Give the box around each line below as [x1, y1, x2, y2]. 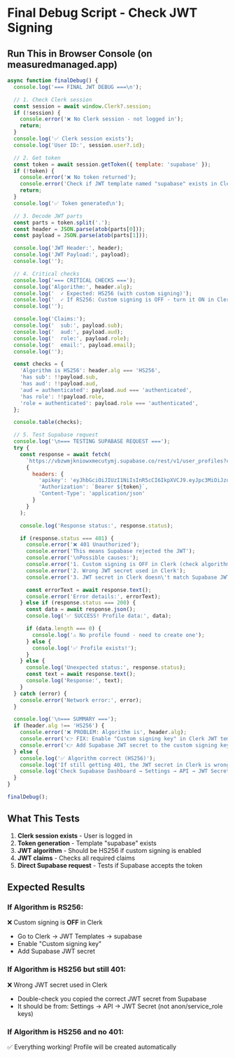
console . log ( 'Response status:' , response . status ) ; [20, 522, 173, 529]
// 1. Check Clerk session [13, 96, 92, 103]
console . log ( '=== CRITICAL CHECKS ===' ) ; [13, 276, 136, 284]
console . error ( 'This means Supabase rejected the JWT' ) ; [25, 548, 196, 555]
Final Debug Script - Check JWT [7, 5, 198, 21]
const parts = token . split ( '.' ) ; [13, 219, 111, 226]
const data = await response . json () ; [25, 606, 136, 613]
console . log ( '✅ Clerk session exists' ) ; [13, 135, 134, 142]
